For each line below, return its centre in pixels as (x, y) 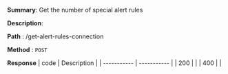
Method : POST (28, 50)
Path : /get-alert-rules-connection (55, 36)
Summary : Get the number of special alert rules (75, 10)
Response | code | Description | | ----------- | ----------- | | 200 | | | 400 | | (114, 63)
